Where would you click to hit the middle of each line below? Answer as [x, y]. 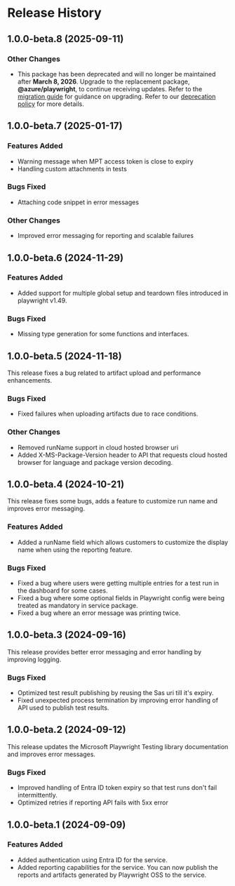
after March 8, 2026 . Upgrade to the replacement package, [103, 81]
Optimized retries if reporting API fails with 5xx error [93, 802]
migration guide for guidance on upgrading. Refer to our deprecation [116, 96]
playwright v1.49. [42, 300]
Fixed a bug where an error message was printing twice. [99, 613]
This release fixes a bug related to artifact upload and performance [104, 373]
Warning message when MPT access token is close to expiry [105, 161]
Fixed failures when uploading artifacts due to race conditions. [108, 414]
